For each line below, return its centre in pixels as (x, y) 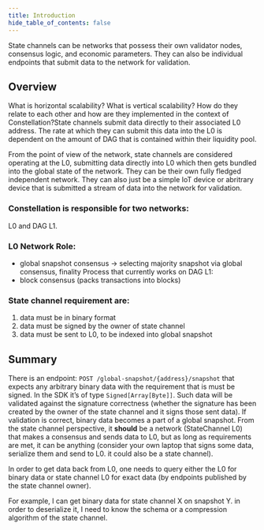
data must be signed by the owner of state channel (102, 326)
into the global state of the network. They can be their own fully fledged (125, 171)
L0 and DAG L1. (33, 226)
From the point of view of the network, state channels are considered (121, 155)
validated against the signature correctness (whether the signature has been (132, 404)
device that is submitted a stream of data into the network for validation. (125, 188)
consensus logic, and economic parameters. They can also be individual (125, 54)
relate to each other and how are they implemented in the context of (119, 114)
